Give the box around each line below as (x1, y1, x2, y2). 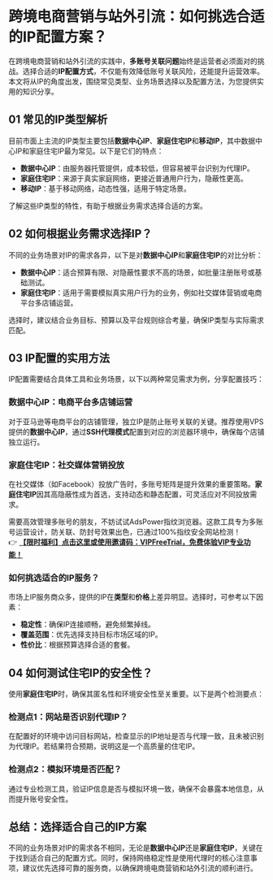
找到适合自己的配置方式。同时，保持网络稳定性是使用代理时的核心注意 (15, 853, 250, 863)
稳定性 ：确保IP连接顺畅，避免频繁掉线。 (19, 619, 156, 630)
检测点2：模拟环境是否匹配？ (8, 764, 122, 775)
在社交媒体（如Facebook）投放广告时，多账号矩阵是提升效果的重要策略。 (8, 479, 255, 488)
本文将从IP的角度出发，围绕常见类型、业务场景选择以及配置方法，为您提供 (8, 76, 258, 86)
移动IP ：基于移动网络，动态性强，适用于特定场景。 (19, 184, 191, 193)
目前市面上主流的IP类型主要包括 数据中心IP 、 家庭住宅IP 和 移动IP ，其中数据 (8, 136, 256, 145)
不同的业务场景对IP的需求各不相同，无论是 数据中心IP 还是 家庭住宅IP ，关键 (8, 843, 256, 853)
